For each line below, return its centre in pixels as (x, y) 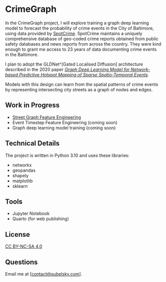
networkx (22, 165)
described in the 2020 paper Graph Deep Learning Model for (67, 69)
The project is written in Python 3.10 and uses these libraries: (67, 155)
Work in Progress (32, 105)
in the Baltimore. (22, 54)
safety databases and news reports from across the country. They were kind (83, 44)
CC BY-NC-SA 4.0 (24, 246)
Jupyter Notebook (31, 213)
